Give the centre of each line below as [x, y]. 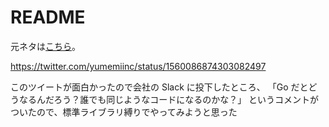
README [48, 17]
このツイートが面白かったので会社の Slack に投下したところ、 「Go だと [159, 87]
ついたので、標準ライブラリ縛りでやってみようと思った [124, 112]
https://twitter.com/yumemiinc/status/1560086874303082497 [138, 66]
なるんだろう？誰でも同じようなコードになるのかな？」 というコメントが [169, 99]
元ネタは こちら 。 [45, 46]
